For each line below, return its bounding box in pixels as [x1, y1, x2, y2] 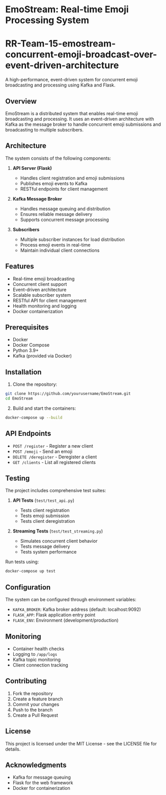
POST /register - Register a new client [12, 443, 93, 449]
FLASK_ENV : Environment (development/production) [12, 617, 119, 624]
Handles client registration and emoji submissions [20, 175, 125, 181]
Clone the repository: [12, 381, 58, 387]
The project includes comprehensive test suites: [5, 488, 106, 494]
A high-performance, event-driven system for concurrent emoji [5, 77, 138, 83]
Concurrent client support [12, 281, 67, 287]
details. [5, 746, 21, 752]
